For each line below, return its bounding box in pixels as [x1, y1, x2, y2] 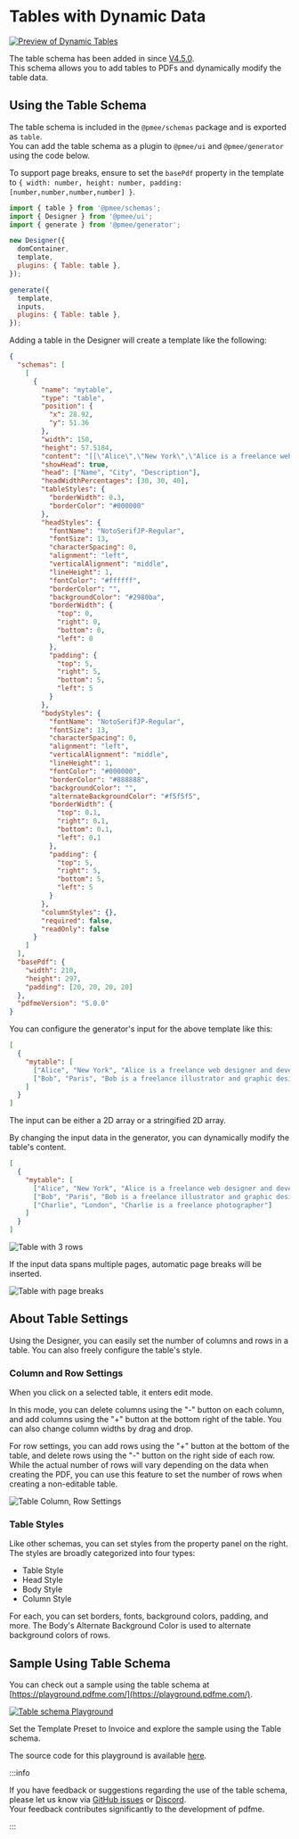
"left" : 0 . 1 [56, 833, 101, 842]
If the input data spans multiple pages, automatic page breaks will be [9, 1259, 263, 1269]
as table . [9, 131, 43, 142]
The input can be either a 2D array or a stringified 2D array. [9, 1115, 227, 1126]
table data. [9, 71, 49, 82]
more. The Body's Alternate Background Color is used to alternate [9, 1620, 252, 1631]
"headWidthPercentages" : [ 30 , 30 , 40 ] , [41, 476, 190, 485]
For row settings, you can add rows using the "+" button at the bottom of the [9, 1441, 290, 1452]
